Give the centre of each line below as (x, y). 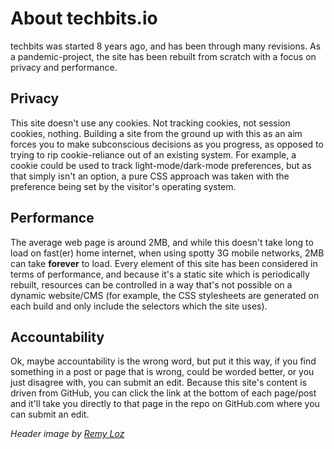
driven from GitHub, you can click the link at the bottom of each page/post (163, 393)
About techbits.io (84, 18)
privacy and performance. (64, 67)
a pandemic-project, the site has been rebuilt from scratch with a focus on (163, 56)
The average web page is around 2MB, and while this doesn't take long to (162, 242)
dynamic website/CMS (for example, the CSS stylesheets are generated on (165, 295)
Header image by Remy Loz (67, 434)
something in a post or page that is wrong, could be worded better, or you (162, 372)
